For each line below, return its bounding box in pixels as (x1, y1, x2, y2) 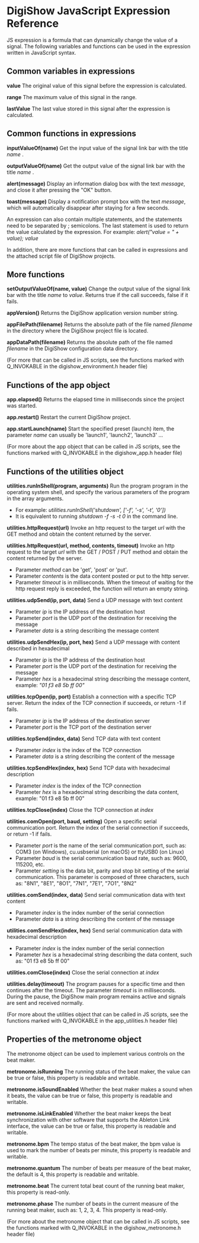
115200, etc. (15, 861, 45, 868)
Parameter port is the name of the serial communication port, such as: (15, 842, 187, 849)
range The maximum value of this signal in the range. (7, 93, 137, 100)
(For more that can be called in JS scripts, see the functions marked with (7, 356, 184, 363)
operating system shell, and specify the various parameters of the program (7, 489, 190, 495)
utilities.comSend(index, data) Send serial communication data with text (7, 891, 185, 898)
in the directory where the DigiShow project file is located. (7, 327, 149, 334)
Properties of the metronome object (7, 1035, 142, 1045)
